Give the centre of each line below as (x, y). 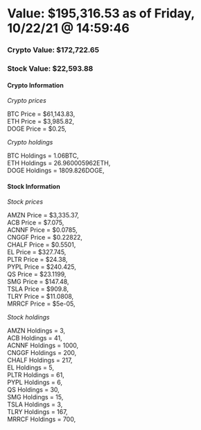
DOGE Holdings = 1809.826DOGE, (56, 171)
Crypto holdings (30, 142)
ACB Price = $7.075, (36, 223)
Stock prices (25, 202)
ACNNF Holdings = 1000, (43, 345)
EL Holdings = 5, (30, 367)
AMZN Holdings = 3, (36, 331)
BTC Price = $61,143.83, (41, 114)
